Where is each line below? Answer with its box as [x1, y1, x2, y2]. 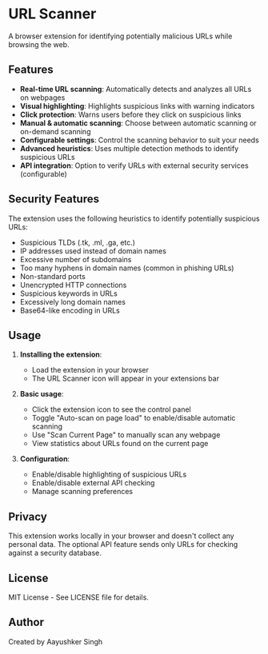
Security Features [8, 193, 100, 206]
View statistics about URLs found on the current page [31, 439, 209, 449]
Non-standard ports [19, 271, 86, 281]
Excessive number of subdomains [19, 254, 132, 264]
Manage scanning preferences [31, 487, 134, 496]
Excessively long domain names [19, 297, 126, 306]
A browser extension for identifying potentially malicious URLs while [8, 31, 233, 41]
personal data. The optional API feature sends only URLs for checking [8, 540, 238, 549]
